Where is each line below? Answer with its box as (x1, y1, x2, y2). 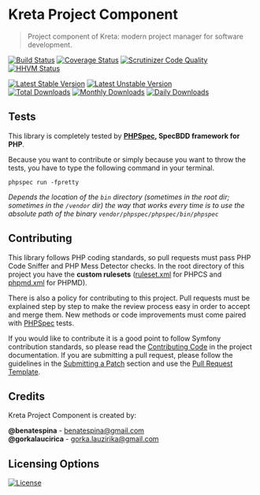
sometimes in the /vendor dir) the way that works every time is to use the (8, 200, 246, 210)
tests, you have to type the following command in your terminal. (8, 163, 215, 173)
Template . (8, 367, 41, 376)
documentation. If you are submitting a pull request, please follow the (8, 350, 234, 359)
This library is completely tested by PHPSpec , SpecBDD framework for (8, 131, 240, 140)
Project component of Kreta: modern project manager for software (27, 32, 244, 41)
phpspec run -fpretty (8, 178, 80, 186)
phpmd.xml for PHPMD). (8, 277, 88, 287)
